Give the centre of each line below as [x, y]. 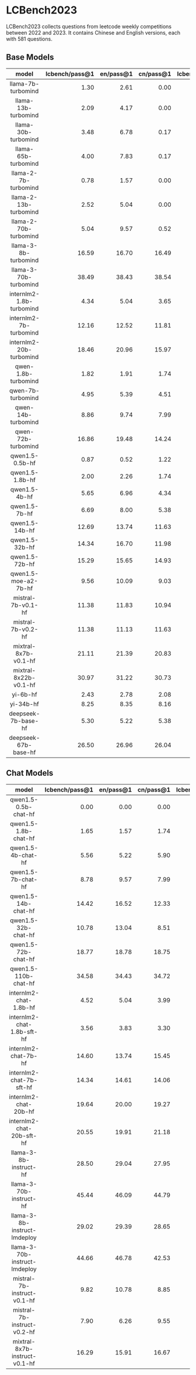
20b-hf [24, 1111]
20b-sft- [24, 1135]
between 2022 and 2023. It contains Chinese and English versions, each [93, 32]
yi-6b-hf [24, 694]
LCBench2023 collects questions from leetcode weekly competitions [89, 26]
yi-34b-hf [24, 704]
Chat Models [30, 773]
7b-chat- [24, 879]
